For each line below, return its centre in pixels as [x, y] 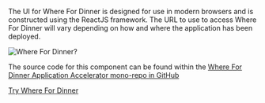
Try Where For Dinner [44, 90]
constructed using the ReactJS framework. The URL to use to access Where [132, 20]
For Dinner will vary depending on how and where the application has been [131, 28]
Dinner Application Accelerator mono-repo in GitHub [94, 75]
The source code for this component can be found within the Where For [125, 67]
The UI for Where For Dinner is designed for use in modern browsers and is [131, 11]
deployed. [25, 36]
